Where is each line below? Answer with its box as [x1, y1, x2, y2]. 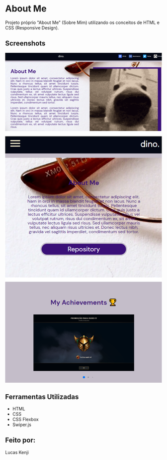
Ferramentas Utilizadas [5, 392, 79, 401]
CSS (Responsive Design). [5, 24, 59, 30]
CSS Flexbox [12, 416, 39, 422]
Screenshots [5, 39, 46, 48]
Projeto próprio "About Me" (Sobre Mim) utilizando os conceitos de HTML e [5, 19, 160, 25]
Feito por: [5, 436, 36, 445]
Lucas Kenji [5, 449, 29, 455]
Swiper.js [12, 422, 31, 428]
